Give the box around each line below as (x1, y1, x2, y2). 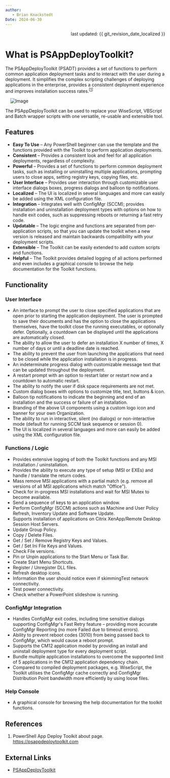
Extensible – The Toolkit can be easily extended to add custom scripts (12, 244, 160, 250)
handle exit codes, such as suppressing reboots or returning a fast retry (12, 212, 163, 218)
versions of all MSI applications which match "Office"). (12, 483, 127, 489)
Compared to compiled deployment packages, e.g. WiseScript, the (12, 664, 152, 671)
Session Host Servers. (12, 521, 59, 527)
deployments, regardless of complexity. (12, 157, 95, 163)
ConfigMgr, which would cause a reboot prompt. (12, 637, 114, 644)
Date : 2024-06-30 (5, 17, 42, 22)
